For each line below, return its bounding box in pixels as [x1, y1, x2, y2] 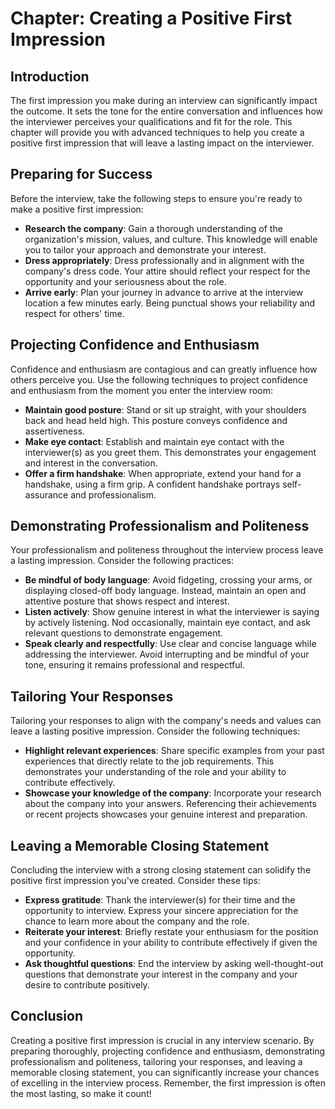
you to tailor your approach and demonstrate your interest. [24, 243, 267, 256]
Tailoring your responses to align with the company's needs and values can [10, 715, 322, 727]
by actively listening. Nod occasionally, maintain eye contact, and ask [24, 617, 312, 629]
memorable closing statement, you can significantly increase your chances [10, 1066, 320, 1078]
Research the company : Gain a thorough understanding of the [24, 222, 283, 234]
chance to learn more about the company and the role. [24, 915, 250, 927]
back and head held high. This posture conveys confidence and [24, 414, 288, 426]
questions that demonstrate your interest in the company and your [24, 968, 298, 981]
